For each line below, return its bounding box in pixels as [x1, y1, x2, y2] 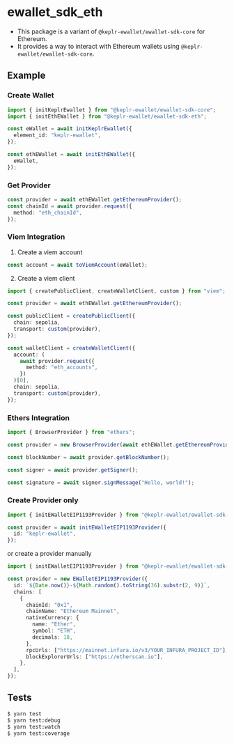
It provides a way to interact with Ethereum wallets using [17, 42, 180, 50]
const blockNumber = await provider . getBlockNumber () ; [7, 454, 170, 460]
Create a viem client [17, 274, 75, 282]
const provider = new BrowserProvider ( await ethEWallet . [7, 441, 176, 448]
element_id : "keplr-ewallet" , [13, 132, 101, 139]
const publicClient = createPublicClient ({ [7, 313, 136, 320]
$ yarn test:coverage [7, 729, 70, 737]
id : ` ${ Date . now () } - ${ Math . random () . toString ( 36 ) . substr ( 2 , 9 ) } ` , [13, 582, 210, 589]
